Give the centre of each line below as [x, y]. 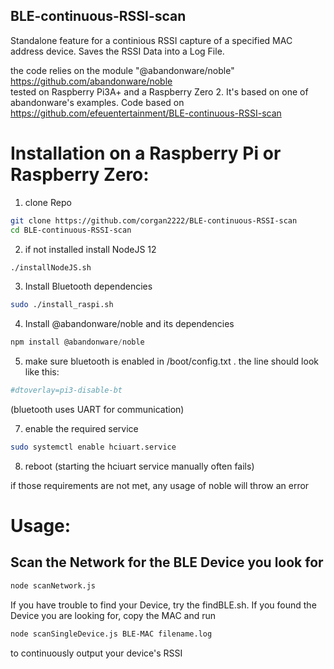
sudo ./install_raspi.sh [62, 305]
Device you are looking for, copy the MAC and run [113, 615]
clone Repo [48, 202]
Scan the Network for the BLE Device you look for [167, 562]
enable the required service [81, 428]
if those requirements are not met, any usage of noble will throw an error [160, 485]
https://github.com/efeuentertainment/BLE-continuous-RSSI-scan [146, 113]
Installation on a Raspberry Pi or [146, 153]
